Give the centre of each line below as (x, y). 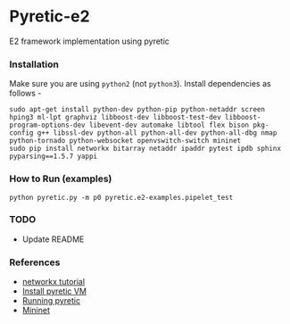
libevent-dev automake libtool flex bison (169, 125)
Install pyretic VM (54, 291)
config (21, 133)
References (35, 262)
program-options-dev (48, 125)
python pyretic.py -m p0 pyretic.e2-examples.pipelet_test (121, 197)
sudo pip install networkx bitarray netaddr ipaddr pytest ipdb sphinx (145, 149)
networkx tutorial (54, 282)
